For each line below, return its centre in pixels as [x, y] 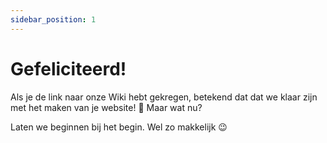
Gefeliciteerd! [68, 68]
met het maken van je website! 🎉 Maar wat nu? [106, 107]
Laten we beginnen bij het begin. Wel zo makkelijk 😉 [119, 127]
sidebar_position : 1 [53, 19]
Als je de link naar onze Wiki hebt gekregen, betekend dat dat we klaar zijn [164, 97]
